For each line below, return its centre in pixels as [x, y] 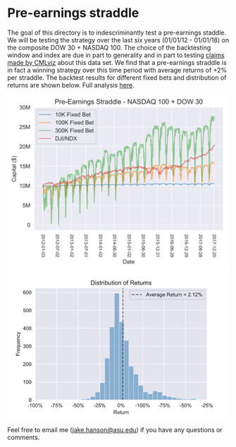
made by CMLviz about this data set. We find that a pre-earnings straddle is [117, 62]
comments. [24, 437]
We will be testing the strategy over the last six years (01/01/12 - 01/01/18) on [118, 40]
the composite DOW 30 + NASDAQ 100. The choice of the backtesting [109, 47]
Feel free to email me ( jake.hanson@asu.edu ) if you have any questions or [115, 430]
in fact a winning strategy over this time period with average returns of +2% [117, 70]
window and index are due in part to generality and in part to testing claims [116, 55]
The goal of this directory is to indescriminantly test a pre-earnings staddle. [117, 32]
